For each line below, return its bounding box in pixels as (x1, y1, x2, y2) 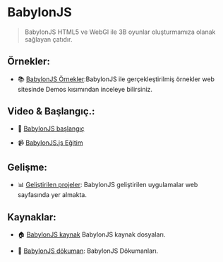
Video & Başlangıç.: (7, 105, 95, 117)
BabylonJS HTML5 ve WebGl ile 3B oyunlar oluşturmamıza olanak (24, 28, 216, 36)
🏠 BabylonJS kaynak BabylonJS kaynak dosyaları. (17, 230, 166, 239)
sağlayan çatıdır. (24, 35, 73, 43)
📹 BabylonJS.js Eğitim (17, 138, 83, 147)
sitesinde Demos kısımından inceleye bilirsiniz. (17, 85, 153, 93)
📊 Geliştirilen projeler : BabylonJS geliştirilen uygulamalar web (17, 181, 198, 189)
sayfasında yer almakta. (17, 191, 87, 199)
